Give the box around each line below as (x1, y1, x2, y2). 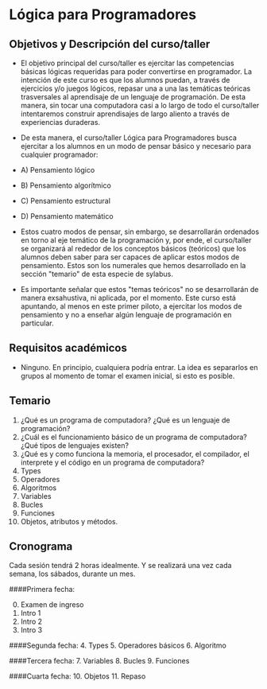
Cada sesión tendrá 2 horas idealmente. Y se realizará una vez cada (9, 561, 232, 570)
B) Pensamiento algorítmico (20, 181, 112, 190)
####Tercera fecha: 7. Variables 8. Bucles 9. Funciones (9, 656, 190, 666)
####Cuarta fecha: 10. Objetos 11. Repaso (9, 671, 146, 681)
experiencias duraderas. (20, 118, 101, 127)
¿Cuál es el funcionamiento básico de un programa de (20, 432, 198, 442)
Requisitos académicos (9, 341, 128, 355)
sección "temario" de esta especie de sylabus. (20, 269, 174, 278)
